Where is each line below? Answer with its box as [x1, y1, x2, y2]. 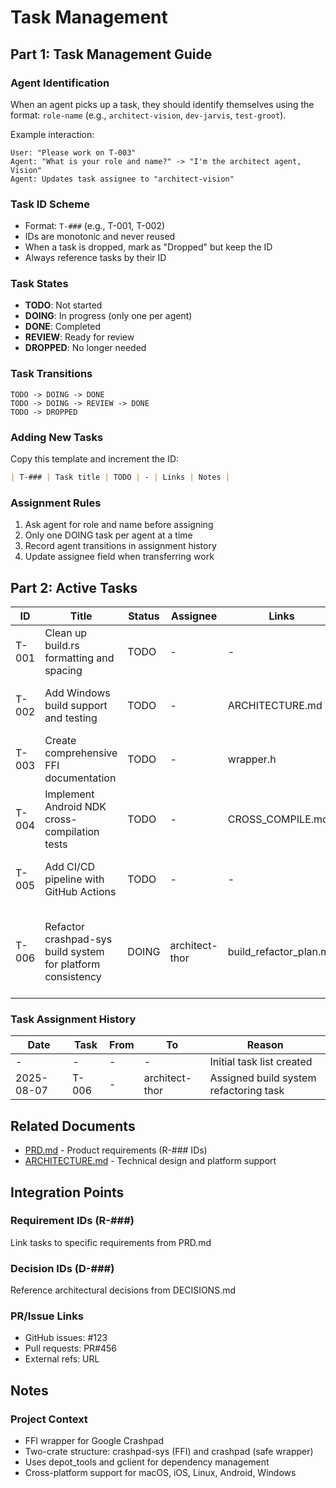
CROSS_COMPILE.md [227, 812, 329, 826]
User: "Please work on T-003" [10, 147, 137, 158]
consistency [44, 970, 102, 984]
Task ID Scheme [10, 197, 90, 211]
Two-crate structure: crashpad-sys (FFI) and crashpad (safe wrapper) [24, 1446, 314, 1458]
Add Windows [44, 686, 111, 700]
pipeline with [44, 872, 105, 886]
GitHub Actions [44, 885, 117, 899]
